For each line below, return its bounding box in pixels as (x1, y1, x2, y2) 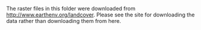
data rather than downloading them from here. (6, 18, 121, 24)
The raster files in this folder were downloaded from (6, 5, 136, 12)
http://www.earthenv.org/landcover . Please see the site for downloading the (6, 11, 195, 18)
